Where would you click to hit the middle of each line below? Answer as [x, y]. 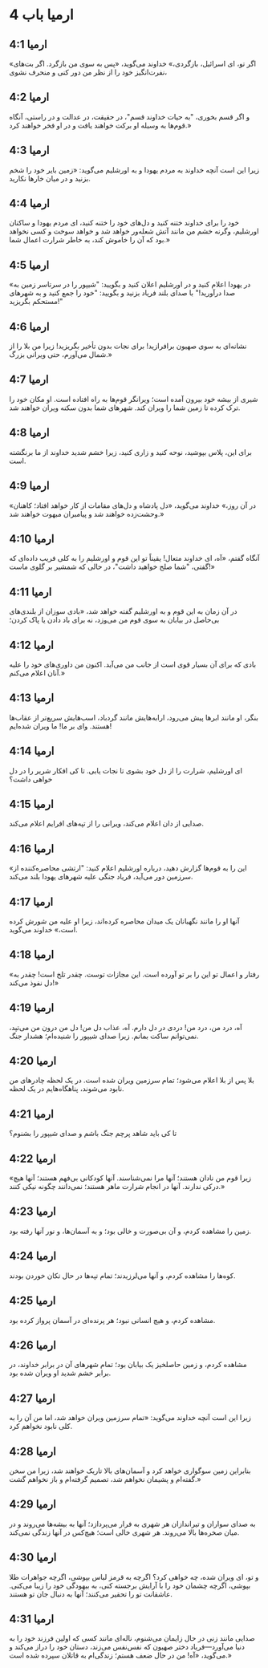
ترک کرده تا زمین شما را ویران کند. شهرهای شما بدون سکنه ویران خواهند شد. [125, 408]
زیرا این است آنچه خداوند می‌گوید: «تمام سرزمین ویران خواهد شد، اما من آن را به [130, 1418]
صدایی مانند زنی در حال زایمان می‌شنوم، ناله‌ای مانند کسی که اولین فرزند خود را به [132, 1638]
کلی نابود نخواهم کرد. [41, 1427]
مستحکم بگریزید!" [36, 302]
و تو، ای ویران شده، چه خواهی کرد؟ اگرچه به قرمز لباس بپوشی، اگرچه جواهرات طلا [134, 1577]
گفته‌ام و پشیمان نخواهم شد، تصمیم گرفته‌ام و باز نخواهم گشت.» [105, 1479]
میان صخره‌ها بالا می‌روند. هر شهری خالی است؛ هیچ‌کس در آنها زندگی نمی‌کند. [124, 1532]
